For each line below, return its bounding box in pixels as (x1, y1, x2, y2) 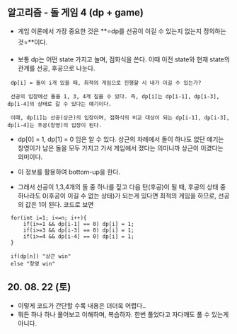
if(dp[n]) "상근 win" (10, 253, 71, 260)
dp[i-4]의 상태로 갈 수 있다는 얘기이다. (7, 100, 112, 107)
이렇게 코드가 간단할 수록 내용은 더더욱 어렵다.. (17, 301, 146, 309)
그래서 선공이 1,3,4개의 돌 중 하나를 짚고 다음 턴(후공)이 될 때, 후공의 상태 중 (17, 182, 226, 191)
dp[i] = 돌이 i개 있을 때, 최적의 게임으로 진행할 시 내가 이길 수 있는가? (10, 79, 202, 86)
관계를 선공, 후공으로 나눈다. (17, 64, 96, 72)
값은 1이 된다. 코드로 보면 (25, 200, 94, 208)
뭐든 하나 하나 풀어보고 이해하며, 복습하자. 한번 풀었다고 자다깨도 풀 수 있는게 (17, 310, 229, 318)
